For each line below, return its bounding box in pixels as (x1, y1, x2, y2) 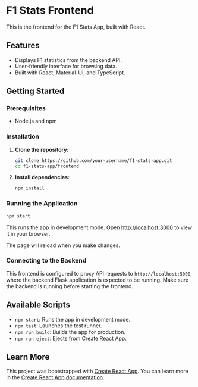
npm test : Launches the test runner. (14, 322, 102, 329)
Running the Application (6, 199, 78, 208)
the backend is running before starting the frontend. (6, 282, 134, 289)
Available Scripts (6, 300, 70, 310)
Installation (6, 132, 40, 141)
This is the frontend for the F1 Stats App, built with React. (6, 23, 146, 30)
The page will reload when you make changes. (6, 242, 121, 249)
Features (6, 40, 40, 51)
